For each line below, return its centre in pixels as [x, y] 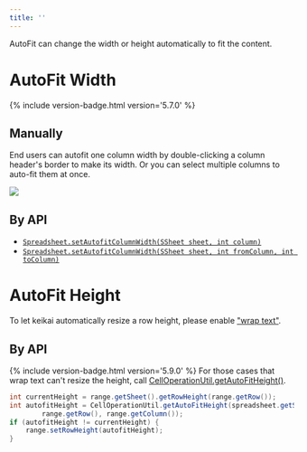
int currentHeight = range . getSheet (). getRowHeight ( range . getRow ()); [143, 397]
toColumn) [41, 260]
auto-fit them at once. [50, 174]
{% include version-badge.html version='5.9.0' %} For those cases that [142, 371]
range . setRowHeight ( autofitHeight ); [95, 430]
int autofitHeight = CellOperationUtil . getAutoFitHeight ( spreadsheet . [145, 405]
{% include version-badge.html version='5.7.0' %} [102, 105]
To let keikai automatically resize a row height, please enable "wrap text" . [145, 321]
